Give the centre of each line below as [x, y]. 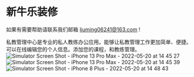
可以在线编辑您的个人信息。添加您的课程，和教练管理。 [73, 49]
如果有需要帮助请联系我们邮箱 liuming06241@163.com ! [73, 29]
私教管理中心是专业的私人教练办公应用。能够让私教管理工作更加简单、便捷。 [99, 42]
